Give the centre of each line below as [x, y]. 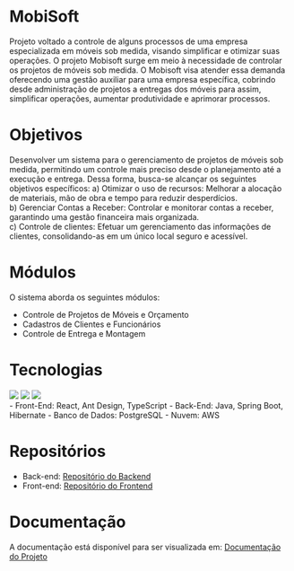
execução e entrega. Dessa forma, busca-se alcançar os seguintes [133, 179]
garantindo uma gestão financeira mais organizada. [104, 216]
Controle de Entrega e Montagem [84, 333]
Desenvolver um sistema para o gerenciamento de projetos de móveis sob [147, 160]
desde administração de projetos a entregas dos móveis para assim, [135, 89]
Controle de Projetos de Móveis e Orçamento [106, 314]
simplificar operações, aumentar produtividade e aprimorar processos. [140, 98]
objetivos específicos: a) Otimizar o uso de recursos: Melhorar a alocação [146, 188]
